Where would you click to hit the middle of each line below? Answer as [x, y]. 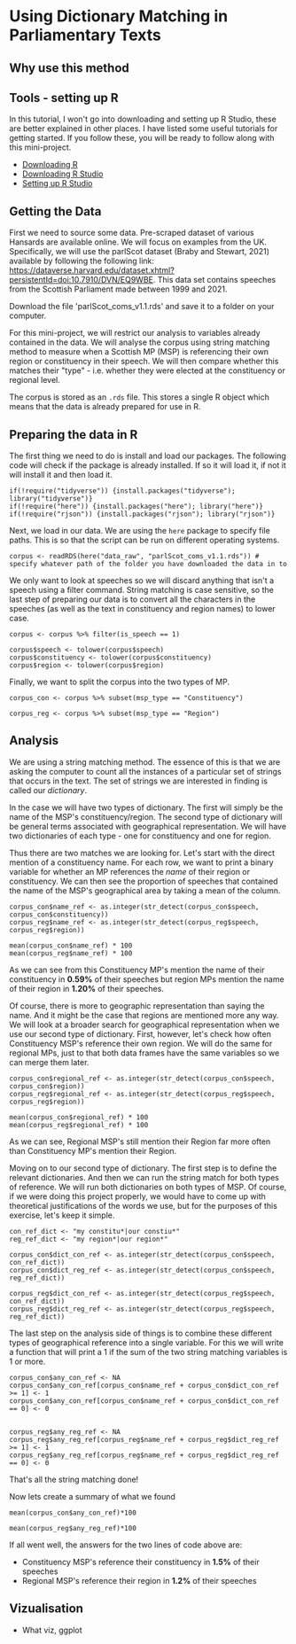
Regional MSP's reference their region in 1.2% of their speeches [139, 1580]
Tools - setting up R [64, 98]
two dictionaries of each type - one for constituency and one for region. [140, 836]
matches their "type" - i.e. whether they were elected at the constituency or [147, 370]
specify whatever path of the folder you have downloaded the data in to [148, 565]
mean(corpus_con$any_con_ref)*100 [73, 1513]
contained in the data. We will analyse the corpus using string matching [140, 342]
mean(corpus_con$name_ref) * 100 [71, 946]
